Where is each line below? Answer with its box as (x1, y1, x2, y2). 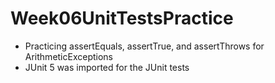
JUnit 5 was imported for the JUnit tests (24, 61, 190, 73)
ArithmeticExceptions (24, 50, 114, 62)
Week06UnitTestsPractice (10, 7, 234, 30)
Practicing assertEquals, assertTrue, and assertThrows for (24, 40, 265, 52)
